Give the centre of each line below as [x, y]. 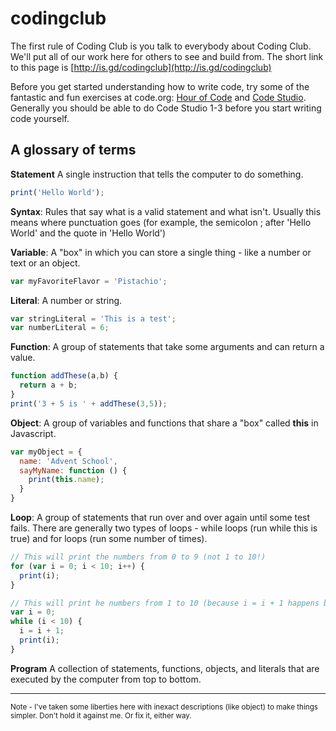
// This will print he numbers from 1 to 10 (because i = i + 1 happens [165, 603]
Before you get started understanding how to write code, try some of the [160, 86]
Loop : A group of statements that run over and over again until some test [160, 517]
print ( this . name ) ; [66, 480]
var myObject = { [46, 452]
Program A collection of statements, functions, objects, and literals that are [165, 668]
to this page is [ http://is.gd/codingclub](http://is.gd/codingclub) [141, 67]
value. [23, 358]
